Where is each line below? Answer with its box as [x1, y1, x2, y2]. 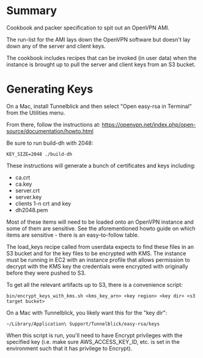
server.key [15, 193, 42, 200]
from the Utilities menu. [6, 109, 65, 116]
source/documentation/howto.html [6, 127, 94, 135]
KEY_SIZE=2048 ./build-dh [6, 151, 72, 157]
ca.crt [15, 173, 31, 181]
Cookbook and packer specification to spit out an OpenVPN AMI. [6, 24, 170, 31]
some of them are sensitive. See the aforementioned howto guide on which [6, 224, 196, 232]
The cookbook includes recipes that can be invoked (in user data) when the [6, 54, 197, 61]
